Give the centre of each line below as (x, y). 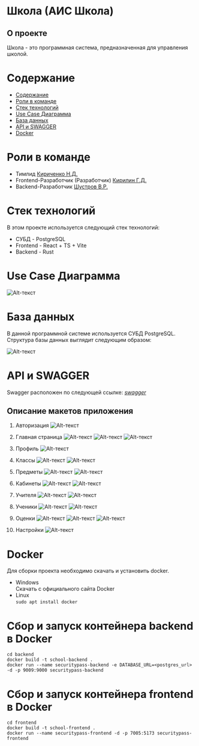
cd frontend (22, 723)
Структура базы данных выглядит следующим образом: (79, 339)
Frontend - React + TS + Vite (51, 245)
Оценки (25, 518)
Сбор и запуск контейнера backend (100, 626)
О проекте (27, 33)
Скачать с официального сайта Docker (65, 589)
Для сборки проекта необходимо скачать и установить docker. (88, 571)
